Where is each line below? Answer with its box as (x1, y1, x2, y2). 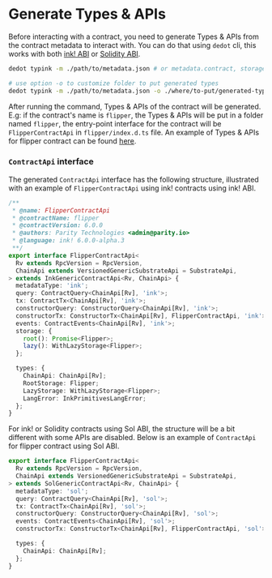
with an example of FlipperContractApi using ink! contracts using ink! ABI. (8, 183, 257, 193)
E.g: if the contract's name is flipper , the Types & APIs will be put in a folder (8, 110, 264, 120)
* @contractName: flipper (11, 214, 100, 222)
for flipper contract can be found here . (8, 135, 137, 146)
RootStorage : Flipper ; (23, 379, 100, 387)
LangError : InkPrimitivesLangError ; (23, 394, 147, 402)
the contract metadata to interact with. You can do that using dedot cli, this (8, 40, 257, 49)
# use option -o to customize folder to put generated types (8, 79, 219, 88)
